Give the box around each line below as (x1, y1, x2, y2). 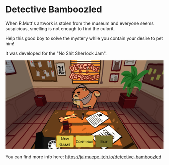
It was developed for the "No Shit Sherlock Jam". (5, 50, 107, 56)
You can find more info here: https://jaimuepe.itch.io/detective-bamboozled (5, 154, 162, 160)
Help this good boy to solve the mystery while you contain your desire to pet (5, 35, 163, 41)
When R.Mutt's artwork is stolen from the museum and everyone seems (5, 20, 154, 26)
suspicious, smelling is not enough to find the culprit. (5, 25, 115, 31)
